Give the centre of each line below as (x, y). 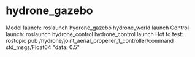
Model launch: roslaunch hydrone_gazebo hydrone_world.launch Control (97, 28)
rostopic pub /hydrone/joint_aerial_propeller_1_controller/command (90, 40)
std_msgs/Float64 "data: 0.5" (43, 47)
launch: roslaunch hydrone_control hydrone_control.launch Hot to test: (94, 34)
